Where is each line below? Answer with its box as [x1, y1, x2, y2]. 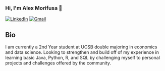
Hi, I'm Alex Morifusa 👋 [5, 5, 63, 12]
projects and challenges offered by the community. [5, 60, 112, 66]
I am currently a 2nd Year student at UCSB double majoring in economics [5, 44, 157, 50]
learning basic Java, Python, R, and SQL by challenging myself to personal [5, 55, 160, 61]
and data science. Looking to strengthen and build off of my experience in [5, 49, 159, 55]
